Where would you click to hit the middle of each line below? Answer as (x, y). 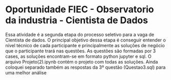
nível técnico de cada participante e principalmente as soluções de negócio (85, 45)
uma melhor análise (26, 72)
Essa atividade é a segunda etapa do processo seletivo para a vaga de (80, 34)
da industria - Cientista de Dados (77, 20)
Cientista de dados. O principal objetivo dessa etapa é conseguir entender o (86, 40)
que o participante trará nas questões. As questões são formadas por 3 (81, 51)
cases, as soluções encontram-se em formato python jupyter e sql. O (79, 56)
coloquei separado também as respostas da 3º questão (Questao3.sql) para (85, 67)
